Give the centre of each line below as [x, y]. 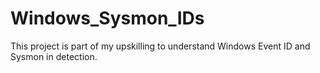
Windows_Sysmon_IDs [107, 18]
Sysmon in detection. [54, 56]
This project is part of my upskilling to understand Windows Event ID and [160, 46]
